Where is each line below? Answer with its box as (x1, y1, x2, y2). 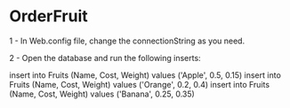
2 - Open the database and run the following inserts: (9, 52, 202, 63)
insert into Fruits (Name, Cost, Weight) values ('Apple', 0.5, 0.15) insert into (9, 69, 282, 81)
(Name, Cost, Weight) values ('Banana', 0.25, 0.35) (9, 89, 196, 99)
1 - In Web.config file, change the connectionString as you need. (9, 35, 246, 46)
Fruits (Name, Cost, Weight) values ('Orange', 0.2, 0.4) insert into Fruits (9, 79, 270, 89)
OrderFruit (9, 6, 89, 27)
